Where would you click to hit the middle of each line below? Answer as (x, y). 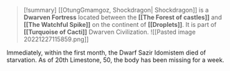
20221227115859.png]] (56, 39)
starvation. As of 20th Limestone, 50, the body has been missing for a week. (115, 60)
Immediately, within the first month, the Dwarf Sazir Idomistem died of (106, 52)
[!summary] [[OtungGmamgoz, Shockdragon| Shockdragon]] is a (116, 10)
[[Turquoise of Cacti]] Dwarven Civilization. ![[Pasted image (109, 32)
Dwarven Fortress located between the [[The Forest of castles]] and (123, 17)
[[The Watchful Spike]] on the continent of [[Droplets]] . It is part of (120, 24)
